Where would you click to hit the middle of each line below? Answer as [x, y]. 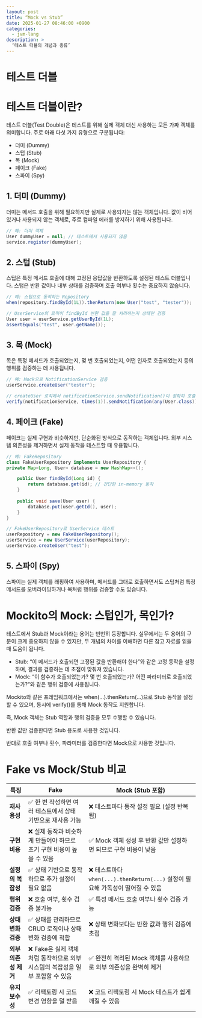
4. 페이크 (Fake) [35, 422]
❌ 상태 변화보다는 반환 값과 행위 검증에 [140, 924]
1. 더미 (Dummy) [36, 196]
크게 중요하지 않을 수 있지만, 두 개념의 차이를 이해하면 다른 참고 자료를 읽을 [105, 641]
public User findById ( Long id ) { [59, 479]
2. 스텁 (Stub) [31, 262]
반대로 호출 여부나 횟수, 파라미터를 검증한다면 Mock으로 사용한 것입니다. [91, 743]
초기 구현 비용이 [49, 849]
